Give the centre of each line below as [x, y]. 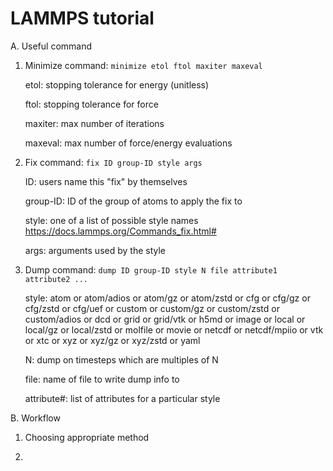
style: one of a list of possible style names [111, 220]
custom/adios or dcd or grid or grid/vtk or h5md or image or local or [165, 319]
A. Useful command [51, 46]
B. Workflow [35, 418]
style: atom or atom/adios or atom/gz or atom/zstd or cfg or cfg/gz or [167, 298]
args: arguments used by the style [95, 250]
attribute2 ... [56, 279]
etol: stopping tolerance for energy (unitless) [117, 84]
